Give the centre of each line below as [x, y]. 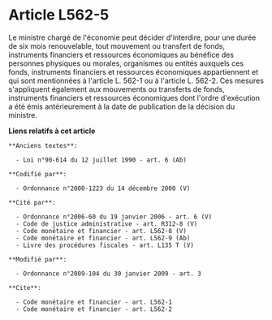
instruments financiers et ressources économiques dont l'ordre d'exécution [134, 97]
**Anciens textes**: [43, 145]
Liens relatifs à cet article [52, 131]
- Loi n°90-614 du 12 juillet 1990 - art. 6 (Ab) [101, 160]
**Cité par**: [32, 202]
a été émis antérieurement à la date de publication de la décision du [122, 106]
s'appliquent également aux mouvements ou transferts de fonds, [117, 89]
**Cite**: [25, 288]
